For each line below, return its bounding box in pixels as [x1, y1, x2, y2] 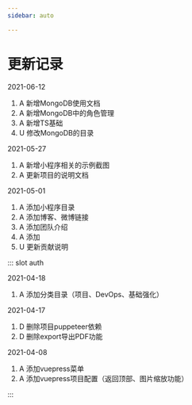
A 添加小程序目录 [18, 202, 75, 212]
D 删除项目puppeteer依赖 [18, 322, 102, 331]
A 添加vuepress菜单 [18, 364, 85, 373]
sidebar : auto [7, 11, 55, 20]
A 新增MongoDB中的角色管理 [18, 108, 114, 117]
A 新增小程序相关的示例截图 [18, 160, 110, 170]
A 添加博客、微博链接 [18, 212, 89, 222]
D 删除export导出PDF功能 [18, 331, 103, 341]
